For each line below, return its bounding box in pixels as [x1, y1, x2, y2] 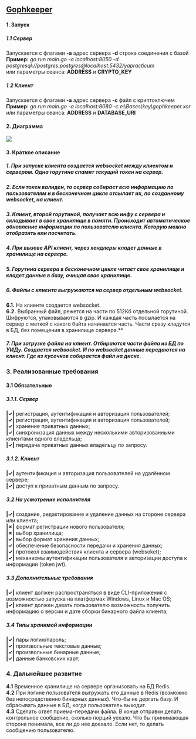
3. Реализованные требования [6, 367, 99, 376]
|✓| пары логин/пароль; [6, 636, 66, 643]
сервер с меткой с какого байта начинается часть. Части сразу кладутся [6, 320, 191, 327]
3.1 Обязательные [6, 382, 52, 389]
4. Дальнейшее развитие [6, 670, 82, 678]
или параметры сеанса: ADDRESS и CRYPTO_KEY [6, 68, 132, 75]
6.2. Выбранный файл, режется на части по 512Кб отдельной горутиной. [6, 307, 188, 314]
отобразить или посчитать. [6, 230, 77, 237]
